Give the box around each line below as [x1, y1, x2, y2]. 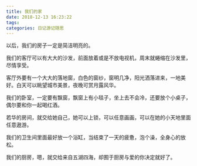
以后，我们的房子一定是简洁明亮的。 [6, 42, 94, 49]
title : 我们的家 [6, 8, 42, 15]
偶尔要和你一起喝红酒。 [6, 101, 63, 109]
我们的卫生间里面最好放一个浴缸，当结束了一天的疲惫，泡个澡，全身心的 [6, 134, 181, 141]
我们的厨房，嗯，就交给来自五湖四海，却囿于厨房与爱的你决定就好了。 [6, 154, 176, 161]
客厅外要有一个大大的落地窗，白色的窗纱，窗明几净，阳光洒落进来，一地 [6, 74, 181, 81]
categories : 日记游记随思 [6, 25, 64, 31]
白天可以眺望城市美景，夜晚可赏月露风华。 [16, 82, 119, 89]
